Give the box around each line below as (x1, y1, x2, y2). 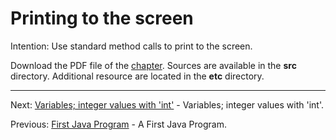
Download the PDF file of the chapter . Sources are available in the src (10, 59, 297, 71)
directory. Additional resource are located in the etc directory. (10, 70, 265, 82)
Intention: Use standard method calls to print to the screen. (10, 40, 253, 52)
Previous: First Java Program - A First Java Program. (10, 118, 227, 130)
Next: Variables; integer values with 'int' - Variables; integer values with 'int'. (10, 98, 325, 111)
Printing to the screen (10, 7, 194, 30)
